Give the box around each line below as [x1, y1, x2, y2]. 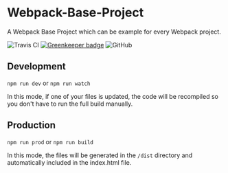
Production [7, 119, 56, 131]
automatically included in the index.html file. [7, 158, 132, 166]
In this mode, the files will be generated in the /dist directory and [7, 151, 193, 159]
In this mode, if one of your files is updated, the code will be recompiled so [7, 92, 218, 100]
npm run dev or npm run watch [7, 79, 91, 87]
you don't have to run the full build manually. [7, 100, 133, 108]
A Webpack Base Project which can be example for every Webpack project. [7, 27, 221, 36]
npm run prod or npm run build [7, 137, 94, 146]
